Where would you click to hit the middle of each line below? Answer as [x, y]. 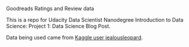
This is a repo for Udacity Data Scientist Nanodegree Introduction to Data [95, 20]
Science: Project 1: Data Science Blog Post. [58, 26]
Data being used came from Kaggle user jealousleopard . [74, 37]
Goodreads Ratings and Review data [50, 9]
